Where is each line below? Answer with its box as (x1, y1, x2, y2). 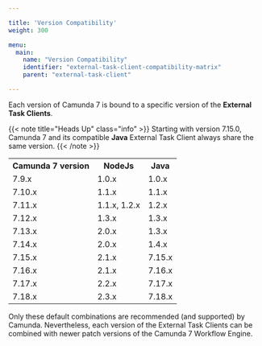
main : (15, 48, 35, 56)
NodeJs (103, 160, 135, 171)
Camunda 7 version (12, 160, 90, 171)
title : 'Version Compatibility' (8, 19, 117, 27)
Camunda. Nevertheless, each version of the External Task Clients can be (8, 319, 253, 330)
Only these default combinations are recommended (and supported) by (8, 311, 246, 321)
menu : (8, 41, 27, 49)
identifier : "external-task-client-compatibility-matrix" (23, 64, 222, 72)
